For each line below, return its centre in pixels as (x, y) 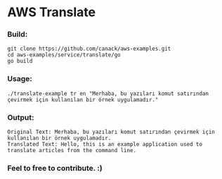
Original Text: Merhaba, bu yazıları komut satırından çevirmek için (111, 132)
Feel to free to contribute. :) (55, 168)
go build (20, 61)
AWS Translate (52, 12)
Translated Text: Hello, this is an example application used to (105, 144)
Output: (21, 117)
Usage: (20, 79)
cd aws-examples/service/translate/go (64, 55)
